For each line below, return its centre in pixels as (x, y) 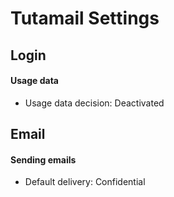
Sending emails (43, 159)
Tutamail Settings (85, 18)
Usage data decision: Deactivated (94, 103)
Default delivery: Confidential (85, 182)
